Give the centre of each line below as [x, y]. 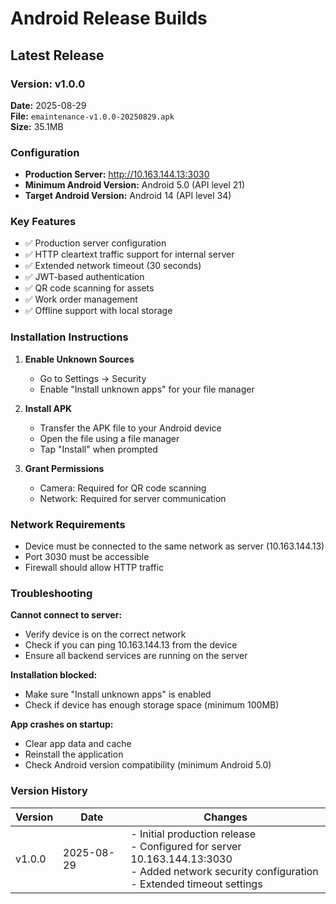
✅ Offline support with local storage [98, 311]
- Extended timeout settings [196, 884]
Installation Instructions [69, 337]
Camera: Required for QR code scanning [123, 488]
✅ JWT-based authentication [84, 277]
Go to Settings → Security [93, 378]
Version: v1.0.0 [48, 84]
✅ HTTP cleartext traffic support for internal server [129, 254]
